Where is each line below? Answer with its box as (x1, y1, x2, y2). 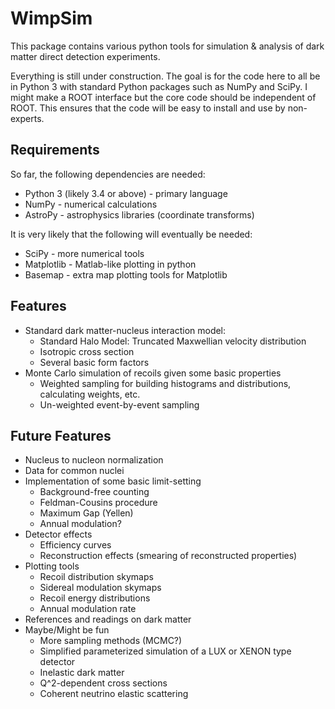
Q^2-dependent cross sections (39, 677, 168, 689)
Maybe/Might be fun (24, 624, 110, 636)
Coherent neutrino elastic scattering (39, 688, 189, 700)
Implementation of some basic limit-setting (24, 475, 202, 487)
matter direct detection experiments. (10, 50, 161, 62)
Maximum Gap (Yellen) (39, 507, 134, 519)
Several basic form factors (39, 356, 150, 368)
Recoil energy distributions (39, 592, 151, 604)
